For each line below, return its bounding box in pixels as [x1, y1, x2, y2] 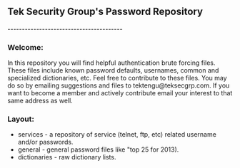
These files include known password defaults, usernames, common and [7, 66, 219, 75]
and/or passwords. [17, 138, 74, 147]
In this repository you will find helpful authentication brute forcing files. [7, 58, 216, 67]
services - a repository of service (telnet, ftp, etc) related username [17, 130, 216, 139]
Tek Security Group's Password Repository [7, 6, 204, 18]
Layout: [7, 114, 34, 124]
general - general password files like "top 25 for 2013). [17, 145, 179, 154]
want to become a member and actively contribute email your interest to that [7, 89, 233, 98]
